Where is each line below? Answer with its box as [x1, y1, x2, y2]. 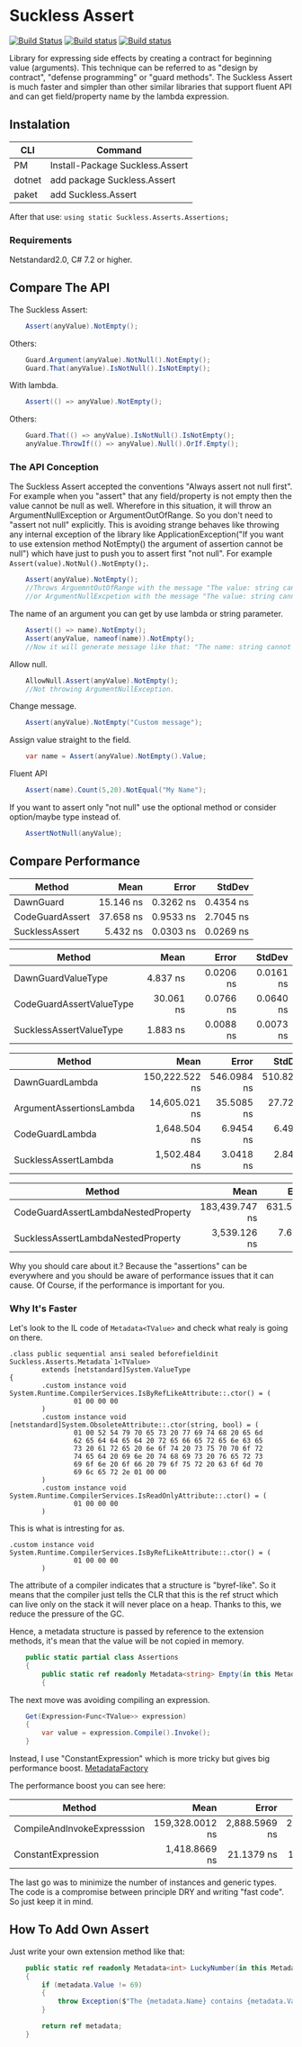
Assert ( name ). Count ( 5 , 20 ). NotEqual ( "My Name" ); [25, 785, 207, 795]
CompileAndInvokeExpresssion [13, 1823, 146, 1835]
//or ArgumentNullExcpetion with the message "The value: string [25, 592, 276, 602]
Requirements [9, 233, 73, 246]
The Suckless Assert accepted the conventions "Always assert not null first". [9, 481, 293, 492]
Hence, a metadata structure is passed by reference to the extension [9, 1626, 264, 1637]
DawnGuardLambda [13, 1075, 99, 1088]
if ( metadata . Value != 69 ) [41, 1980, 143, 1989]
